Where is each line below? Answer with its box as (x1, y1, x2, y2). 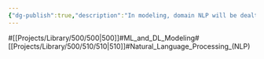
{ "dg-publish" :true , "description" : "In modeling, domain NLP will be (8, 11, 237, 20)
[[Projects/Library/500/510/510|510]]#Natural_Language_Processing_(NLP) (8, 41, 251, 51)
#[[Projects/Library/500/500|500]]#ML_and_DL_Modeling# (8, 33, 200, 42)
